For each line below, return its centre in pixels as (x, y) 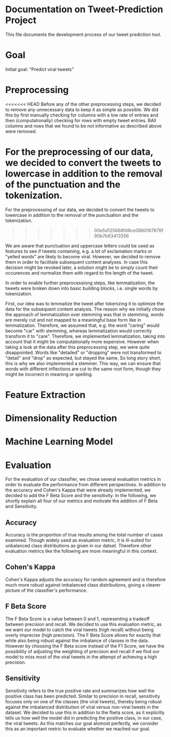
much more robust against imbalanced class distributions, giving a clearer (83, 585)
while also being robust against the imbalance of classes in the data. (77, 640)
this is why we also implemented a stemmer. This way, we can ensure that (83, 363)
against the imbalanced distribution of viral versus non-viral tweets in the (82, 707)
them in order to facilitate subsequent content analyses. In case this (77, 262)
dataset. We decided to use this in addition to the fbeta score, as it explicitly (85, 712)
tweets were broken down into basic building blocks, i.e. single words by (82, 288)
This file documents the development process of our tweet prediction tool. (83, 34)
